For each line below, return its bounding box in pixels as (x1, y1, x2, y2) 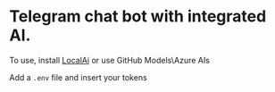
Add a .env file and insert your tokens (9, 71, 147, 82)
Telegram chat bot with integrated (9, 6, 267, 27)
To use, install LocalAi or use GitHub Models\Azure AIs (9, 54, 210, 65)
